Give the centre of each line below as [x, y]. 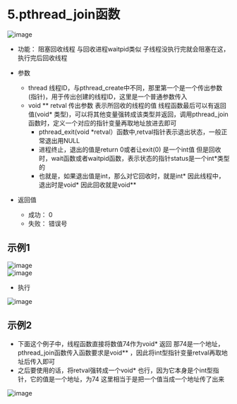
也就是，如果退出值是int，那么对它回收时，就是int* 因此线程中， [132, 176]
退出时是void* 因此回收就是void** [87, 185]
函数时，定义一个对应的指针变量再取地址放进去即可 [102, 123]
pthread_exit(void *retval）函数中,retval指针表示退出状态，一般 [130, 132]
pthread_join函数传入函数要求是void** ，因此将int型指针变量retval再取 [120, 353]
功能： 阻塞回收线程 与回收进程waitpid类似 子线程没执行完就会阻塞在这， [123, 49]
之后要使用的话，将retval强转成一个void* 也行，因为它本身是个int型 [115, 370]
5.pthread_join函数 [64, 14]
